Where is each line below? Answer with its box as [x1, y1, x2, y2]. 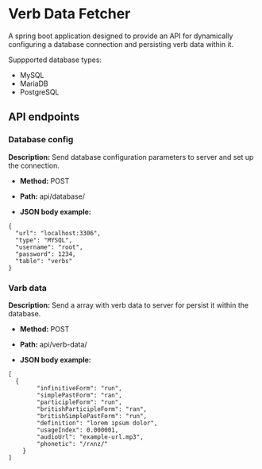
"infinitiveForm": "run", [37, 384, 123, 392]
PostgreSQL [19, 87, 60, 96]
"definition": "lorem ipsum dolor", [37, 419, 158, 427]
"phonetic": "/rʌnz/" [37, 440, 109, 448]
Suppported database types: [8, 55, 102, 64]
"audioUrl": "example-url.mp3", [37, 432, 144, 441]
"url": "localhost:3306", [15, 229, 102, 237]
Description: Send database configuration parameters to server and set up [8, 152, 254, 161]
